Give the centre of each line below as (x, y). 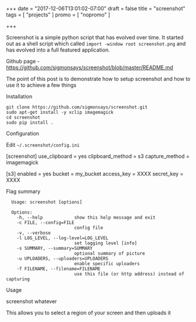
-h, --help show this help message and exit (86, 218)
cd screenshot (23, 117)
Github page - (23, 61)
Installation (19, 96)
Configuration (23, 133)
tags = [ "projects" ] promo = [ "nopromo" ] (58, 15)
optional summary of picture (109, 253)
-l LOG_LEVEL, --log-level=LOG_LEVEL (63, 238)
